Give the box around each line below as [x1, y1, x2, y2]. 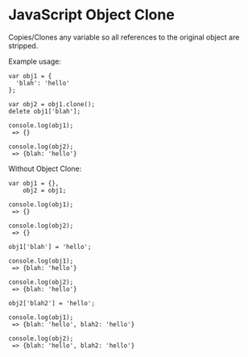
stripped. [8, 40, 39, 50]
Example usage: [8, 56, 62, 66]
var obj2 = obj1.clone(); [8, 100, 95, 108]
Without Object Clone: [8, 164, 82, 173]
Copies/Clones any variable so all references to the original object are [8, 32, 240, 42]
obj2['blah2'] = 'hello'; [8, 299, 95, 307]
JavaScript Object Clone [8, 6, 175, 24]
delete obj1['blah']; [8, 107, 81, 115]
